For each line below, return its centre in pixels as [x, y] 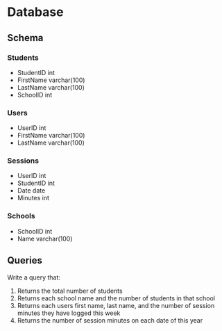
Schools [22, 216]
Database [35, 12]
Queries [25, 260]
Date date [31, 191]
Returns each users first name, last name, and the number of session [116, 305]
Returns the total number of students [70, 291]
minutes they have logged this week [69, 313]
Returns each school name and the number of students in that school [116, 298]
